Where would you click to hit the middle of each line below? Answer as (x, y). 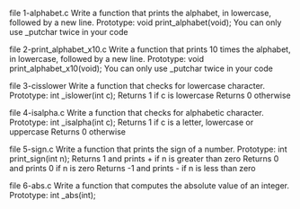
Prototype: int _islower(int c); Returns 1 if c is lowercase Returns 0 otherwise (150, 95)
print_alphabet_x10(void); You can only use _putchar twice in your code (141, 68)
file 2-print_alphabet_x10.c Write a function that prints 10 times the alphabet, (150, 49)
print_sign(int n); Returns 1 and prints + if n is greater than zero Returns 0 (144, 159)
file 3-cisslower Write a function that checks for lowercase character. (137, 86)
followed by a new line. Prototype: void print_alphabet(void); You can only (146, 22)
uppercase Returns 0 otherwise (67, 132)
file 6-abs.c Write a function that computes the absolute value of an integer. (150, 186)
